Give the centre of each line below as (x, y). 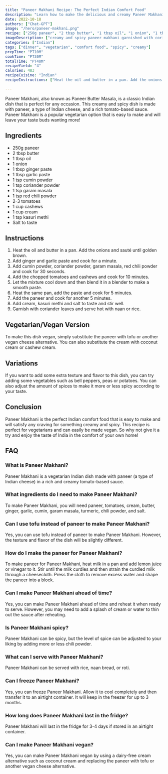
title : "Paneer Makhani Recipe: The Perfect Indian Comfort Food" (76, 10)
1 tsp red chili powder (34, 196)
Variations (22, 363)
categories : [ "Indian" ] (30, 43)
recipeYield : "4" (23, 66)
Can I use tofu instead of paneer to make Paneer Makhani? (77, 524)
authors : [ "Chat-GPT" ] (29, 24)
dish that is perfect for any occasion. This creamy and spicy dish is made (80, 104)
